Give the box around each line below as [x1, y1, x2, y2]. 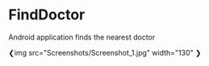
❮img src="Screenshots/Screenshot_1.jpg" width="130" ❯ [8, 47, 202, 57]
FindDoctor [8, 6, 86, 24]
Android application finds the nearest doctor [8, 32, 156, 42]
